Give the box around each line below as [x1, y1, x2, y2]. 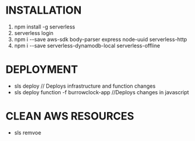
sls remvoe [14, 129, 42, 136]
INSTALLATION [5, 4, 81, 17]
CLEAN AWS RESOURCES [5, 110, 134, 123]
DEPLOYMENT [5, 63, 78, 76]
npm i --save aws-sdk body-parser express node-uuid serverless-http [14, 36, 187, 43]
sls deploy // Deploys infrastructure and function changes [14, 82, 156, 89]
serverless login [14, 29, 54, 36]
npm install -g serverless [14, 23, 76, 30]
